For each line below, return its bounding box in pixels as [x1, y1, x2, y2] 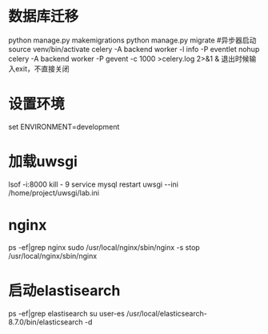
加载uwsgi [8, 153, 78, 171]
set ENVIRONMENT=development [8, 122, 120, 131]
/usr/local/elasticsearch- [126, 308, 208, 318]
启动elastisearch [8, 281, 121, 300]
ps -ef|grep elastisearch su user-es [8, 308, 126, 318]
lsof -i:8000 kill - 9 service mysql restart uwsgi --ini [8, 179, 178, 189]
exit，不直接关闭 [14, 63, 70, 73]
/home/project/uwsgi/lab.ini [8, 187, 100, 197]
